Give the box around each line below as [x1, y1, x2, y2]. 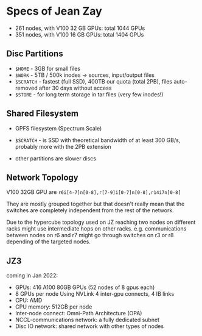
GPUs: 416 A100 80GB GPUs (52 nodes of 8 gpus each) [15, 284, 155, 291]
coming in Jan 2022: [6, 272, 58, 279]
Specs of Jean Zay [6, 4, 102, 18]
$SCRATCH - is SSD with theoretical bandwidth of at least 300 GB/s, [15, 136, 181, 144]
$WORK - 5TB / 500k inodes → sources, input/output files [15, 71, 155, 79]
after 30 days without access [38, 84, 112, 91]
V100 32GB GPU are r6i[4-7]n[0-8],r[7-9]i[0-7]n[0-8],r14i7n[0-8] [6, 188, 181, 196]
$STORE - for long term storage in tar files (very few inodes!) [15, 90, 164, 98]
